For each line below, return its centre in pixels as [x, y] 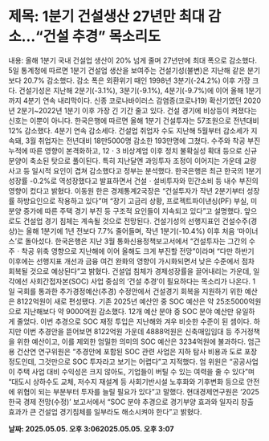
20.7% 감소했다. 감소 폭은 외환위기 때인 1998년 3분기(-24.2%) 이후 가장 [137, 80]
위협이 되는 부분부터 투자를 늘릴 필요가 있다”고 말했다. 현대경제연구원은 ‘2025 [138, 391]
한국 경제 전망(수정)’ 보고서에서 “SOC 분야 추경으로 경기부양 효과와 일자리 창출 [131, 402]
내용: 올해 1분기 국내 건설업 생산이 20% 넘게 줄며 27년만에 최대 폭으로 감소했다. [132, 60]
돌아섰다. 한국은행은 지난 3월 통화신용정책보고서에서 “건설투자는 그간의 [136, 241]
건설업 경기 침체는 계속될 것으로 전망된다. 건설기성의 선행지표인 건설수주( [137, 221]
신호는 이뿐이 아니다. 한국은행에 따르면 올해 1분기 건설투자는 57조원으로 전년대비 [134, 120]
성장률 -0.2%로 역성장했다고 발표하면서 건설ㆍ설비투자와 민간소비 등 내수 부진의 [133, 181]
